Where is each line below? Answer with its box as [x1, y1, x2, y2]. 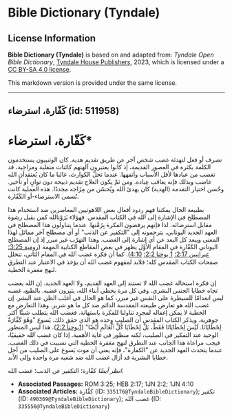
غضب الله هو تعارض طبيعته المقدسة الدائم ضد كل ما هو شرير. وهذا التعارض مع [8, 301, 209, 309]
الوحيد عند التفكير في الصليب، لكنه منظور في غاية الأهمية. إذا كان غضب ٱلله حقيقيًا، [8, 331, 219, 339]
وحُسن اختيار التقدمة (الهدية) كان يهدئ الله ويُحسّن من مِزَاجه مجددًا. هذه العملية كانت [8, 185, 224, 193]
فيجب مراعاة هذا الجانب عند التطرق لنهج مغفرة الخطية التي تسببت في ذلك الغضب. [8, 338, 220, 347]
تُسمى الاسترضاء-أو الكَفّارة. [8, 192, 79, 201]
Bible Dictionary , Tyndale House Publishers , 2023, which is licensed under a [8, 58, 224, 66]
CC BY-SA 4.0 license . [8, 66, 72, 73]
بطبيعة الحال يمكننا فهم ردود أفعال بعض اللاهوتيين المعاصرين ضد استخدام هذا [8, 206, 204, 214]
